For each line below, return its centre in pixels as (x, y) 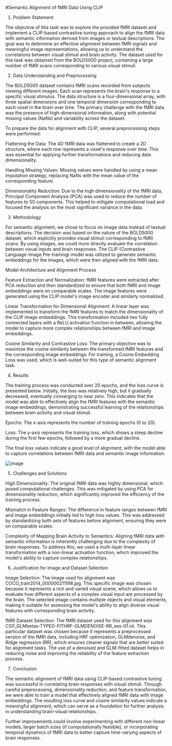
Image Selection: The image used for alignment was (60, 578)
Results (21, 375)
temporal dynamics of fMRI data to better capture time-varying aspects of (83, 732)
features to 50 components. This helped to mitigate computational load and (85, 202)
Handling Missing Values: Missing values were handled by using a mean (81, 170)
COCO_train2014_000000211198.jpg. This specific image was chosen (78, 583)
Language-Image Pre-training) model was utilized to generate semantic (81, 254)
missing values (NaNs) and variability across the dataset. (65, 118)
